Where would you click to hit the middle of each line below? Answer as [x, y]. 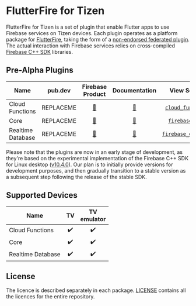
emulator [93, 219]
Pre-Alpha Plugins [40, 71]
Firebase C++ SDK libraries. [39, 51]
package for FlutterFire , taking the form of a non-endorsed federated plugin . [98, 39]
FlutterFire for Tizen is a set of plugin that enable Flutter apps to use [88, 27]
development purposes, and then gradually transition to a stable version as [96, 170]
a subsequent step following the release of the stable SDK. [76, 177]
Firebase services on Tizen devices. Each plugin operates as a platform [92, 33]
